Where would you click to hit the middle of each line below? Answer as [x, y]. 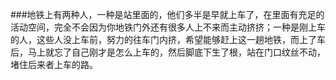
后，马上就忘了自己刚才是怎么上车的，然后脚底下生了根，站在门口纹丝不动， [168, 52]
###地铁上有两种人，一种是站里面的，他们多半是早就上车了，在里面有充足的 [167, 14]
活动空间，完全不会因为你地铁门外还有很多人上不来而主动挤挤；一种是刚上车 [168, 27]
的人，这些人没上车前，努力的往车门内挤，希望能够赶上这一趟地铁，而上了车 [168, 39]
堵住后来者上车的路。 [54, 64]
